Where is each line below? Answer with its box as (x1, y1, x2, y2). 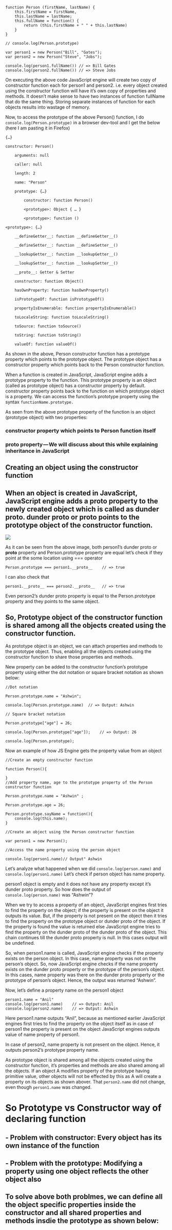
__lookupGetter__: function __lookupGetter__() (14, 252, 118, 257)
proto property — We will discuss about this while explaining (5, 441, 158, 448)
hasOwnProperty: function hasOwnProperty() (14, 288, 109, 293)
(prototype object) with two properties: (5, 414, 88, 420)
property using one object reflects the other (5, 1167, 149, 1176)
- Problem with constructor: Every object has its (5, 1133, 162, 1142)
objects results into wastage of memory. (5, 104, 91, 110)
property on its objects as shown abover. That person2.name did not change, (5, 1078, 166, 1085)
